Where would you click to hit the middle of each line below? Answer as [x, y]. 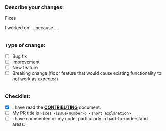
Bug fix [20, 56]
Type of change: [25, 45]
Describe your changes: [35, 7]
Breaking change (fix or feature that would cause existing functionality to [87, 73]
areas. [19, 124]
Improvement [26, 62]
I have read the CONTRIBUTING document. [56, 107]
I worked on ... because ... [32, 28]
